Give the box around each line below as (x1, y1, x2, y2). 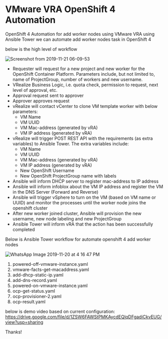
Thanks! (5, 329, 22, 335)
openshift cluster (12, 205, 48, 211)
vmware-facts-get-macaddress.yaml (12, 266, 90, 272)
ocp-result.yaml (12, 299, 46, 305)
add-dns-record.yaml (12, 277, 57, 283)
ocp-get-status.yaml (12, 288, 55, 294)
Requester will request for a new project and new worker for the (12, 66, 145, 72)
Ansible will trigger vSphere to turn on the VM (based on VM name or (12, 194, 156, 200)
